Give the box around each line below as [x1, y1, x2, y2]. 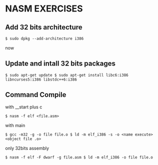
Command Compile [5, 90, 66, 99]
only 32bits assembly [5, 145, 49, 151]
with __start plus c [5, 103, 42, 110]
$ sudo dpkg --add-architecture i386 [5, 36, 84, 41]
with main [5, 122, 25, 128]
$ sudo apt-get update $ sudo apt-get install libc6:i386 [5, 72, 128, 77]
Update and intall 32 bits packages [5, 59, 116, 68]
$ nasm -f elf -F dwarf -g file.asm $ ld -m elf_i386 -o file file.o [5, 154, 153, 160]
